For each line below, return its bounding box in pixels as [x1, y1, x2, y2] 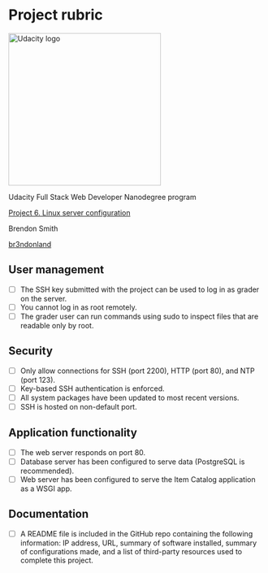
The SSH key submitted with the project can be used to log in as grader [19, 284, 260, 294]
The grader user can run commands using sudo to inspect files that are [19, 311, 259, 321]
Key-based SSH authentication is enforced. [19, 384, 165, 393]
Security [8, 344, 53, 358]
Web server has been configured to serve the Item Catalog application [19, 474, 256, 484]
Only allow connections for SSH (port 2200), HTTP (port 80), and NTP [19, 366, 256, 375]
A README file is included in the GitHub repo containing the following [19, 528, 253, 538]
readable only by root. [19, 320, 94, 330]
